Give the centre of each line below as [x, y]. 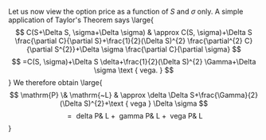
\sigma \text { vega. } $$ [134, 70]
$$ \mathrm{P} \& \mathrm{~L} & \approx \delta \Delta [99, 95]
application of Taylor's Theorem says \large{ [81, 20]
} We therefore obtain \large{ [55, 82]
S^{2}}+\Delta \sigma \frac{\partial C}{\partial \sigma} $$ [148, 49]
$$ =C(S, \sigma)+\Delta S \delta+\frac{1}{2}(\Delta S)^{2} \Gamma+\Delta [134, 62]
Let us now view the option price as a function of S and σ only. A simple [126, 12]
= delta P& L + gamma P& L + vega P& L [135, 116]
